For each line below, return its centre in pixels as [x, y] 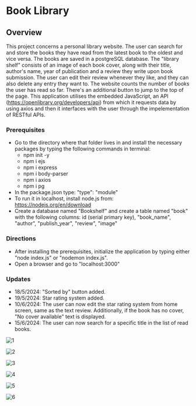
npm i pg [34, 186]
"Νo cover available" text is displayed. [60, 316]
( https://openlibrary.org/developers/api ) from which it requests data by [91, 102]
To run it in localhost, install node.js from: [64, 199]
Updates [18, 279]
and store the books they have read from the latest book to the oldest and [94, 53]
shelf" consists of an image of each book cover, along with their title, [89, 65]
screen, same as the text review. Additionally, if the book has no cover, [99, 310]
